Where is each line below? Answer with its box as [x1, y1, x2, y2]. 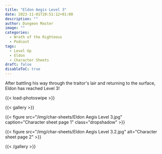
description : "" [5, 16, 38, 21]
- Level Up [9, 48, 32, 53]
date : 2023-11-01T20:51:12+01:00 [5, 12, 73, 17]
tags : [5, 44, 16, 49]
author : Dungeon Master [5, 21, 54, 26]
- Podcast [9, 39, 29, 44]
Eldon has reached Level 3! [5, 86, 60, 91]
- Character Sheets [9, 58, 49, 62]
